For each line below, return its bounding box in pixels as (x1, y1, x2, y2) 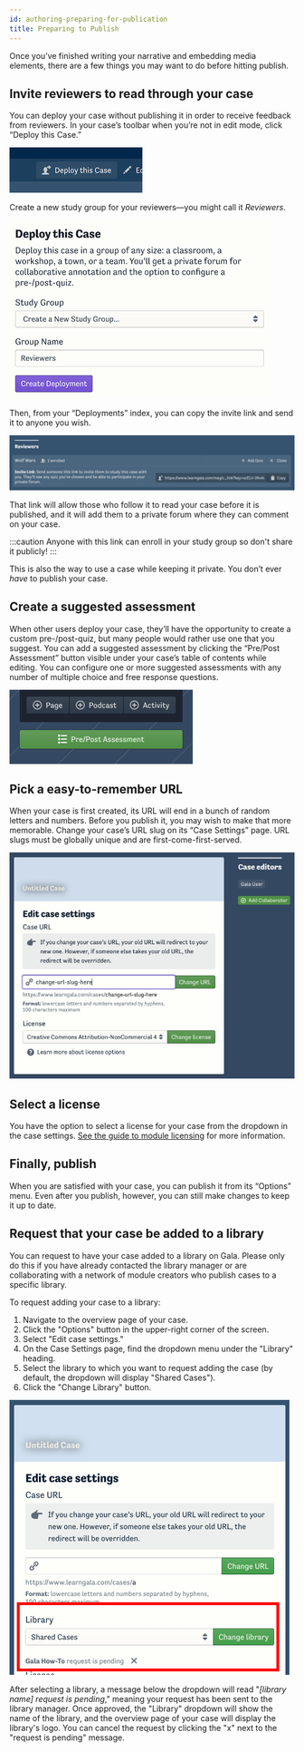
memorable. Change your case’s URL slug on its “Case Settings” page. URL (9, 825, 290, 836)
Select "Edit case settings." (22, 1333, 124, 1344)
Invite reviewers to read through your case (9, 86, 254, 102)
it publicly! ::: (9, 545, 57, 557)
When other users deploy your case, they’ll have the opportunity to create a (9, 623, 291, 634)
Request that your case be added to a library (9, 1226, 264, 1241)
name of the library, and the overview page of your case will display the (9, 1712, 276, 1723)
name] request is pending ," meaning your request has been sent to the (9, 1693, 273, 1704)
